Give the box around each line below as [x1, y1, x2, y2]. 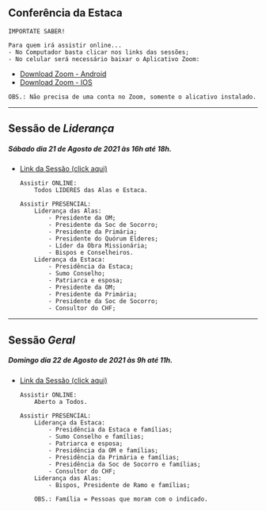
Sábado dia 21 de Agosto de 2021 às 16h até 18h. [8, 144, 172, 153]
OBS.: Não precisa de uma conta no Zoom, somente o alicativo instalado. [8, 93, 257, 101]
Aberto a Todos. [34, 398, 88, 405]
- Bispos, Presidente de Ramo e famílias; [48, 481, 191, 489]
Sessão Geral [8, 333, 75, 347]
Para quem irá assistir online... [8, 41, 123, 49]
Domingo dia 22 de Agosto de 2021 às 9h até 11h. [8, 355, 173, 365]
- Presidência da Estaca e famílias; [48, 425, 173, 433]
